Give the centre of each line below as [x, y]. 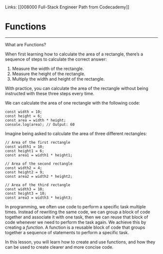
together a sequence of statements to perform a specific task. [67, 232]
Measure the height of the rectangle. [49, 74]
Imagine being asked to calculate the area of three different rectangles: [76, 134]
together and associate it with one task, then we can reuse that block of [77, 217]
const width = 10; [24, 112]
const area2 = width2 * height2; [39, 176]
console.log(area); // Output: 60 [40, 124]
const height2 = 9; [25, 172]
